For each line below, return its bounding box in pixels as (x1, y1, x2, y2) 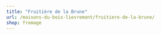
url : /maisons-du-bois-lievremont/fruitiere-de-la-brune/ (6, 14, 155, 20)
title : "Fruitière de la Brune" (6, 8, 87, 15)
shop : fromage (6, 20, 42, 26)
